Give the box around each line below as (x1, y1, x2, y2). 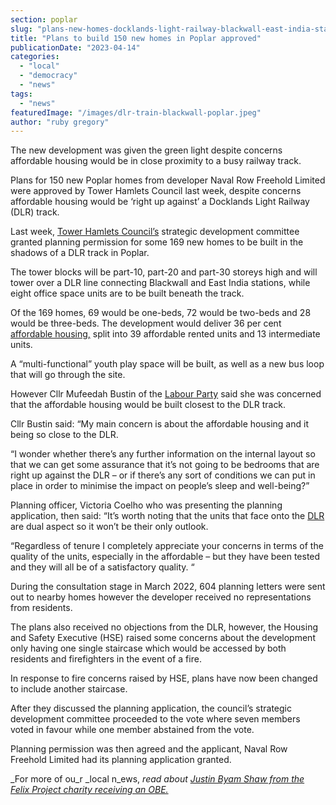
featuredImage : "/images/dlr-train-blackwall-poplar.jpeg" (10, 107, 262, 118)
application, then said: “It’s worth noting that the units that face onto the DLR (10, 510, 325, 522)
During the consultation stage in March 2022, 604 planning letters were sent (10, 581, 326, 593)
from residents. (10, 602, 73, 614)
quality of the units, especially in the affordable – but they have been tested (10, 551, 321, 563)
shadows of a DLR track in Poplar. (10, 247, 150, 259)
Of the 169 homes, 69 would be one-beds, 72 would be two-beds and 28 (10, 307, 312, 319)
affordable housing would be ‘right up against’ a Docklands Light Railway (10, 196, 310, 208)
